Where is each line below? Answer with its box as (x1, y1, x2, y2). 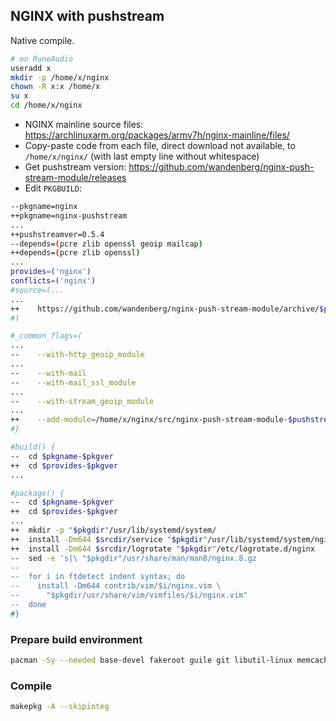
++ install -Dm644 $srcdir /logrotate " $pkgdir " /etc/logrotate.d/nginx (10, 544, 315, 554)
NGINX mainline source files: (24, 119, 144, 131)
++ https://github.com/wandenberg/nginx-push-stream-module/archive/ (10, 304, 320, 314)
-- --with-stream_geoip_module (10, 396, 155, 406)
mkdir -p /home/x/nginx (10, 72, 110, 83)
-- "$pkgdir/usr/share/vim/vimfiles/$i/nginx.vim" (10, 590, 248, 601)
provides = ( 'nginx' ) (10, 267, 92, 277)
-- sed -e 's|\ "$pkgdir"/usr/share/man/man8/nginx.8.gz (10, 553, 257, 563)
